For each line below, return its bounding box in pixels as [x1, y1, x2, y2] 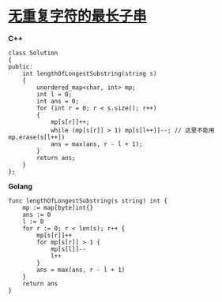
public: [8, 62, 34, 71]
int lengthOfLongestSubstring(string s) [22, 69, 157, 77]
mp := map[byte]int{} [22, 203, 93, 211]
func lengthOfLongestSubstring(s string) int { [8, 196, 168, 205]
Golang [8, 181, 33, 191]
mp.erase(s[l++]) [8, 133, 66, 141]
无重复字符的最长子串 [8, 7, 148, 25]
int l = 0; [36, 90, 73, 99]
